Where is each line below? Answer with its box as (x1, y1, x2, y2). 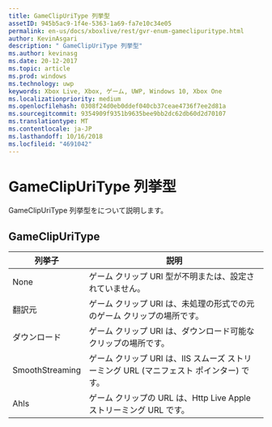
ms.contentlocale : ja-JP (8, 125, 92, 133)
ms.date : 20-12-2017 (8, 58, 79, 66)
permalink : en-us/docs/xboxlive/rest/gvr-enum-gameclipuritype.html (8, 27, 244, 35)
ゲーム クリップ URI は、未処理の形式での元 (88, 298, 255, 310)
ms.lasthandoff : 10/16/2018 (8, 132, 104, 140)
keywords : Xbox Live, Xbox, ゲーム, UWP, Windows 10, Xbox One (8, 87, 223, 96)
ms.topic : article (8, 65, 70, 73)
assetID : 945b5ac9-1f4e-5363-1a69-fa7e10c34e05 (8, 19, 172, 28)
